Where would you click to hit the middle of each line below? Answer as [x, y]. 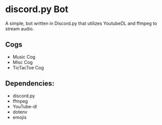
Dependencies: [30, 84]
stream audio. [19, 28]
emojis [19, 117]
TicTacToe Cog [28, 67]
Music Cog [24, 57]
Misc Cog [23, 62]
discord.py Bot [37, 9]
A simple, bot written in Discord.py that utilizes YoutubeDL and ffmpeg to [81, 23]
